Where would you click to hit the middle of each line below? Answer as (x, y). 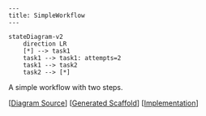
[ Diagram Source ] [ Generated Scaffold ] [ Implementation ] (103, 103)
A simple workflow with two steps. (66, 87)
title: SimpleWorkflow (47, 15)
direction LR (45, 44)
